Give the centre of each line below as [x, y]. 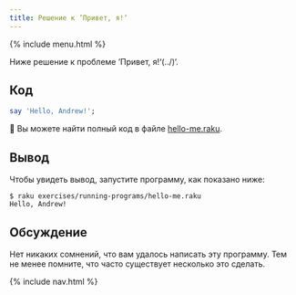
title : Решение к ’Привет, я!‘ [69, 18]
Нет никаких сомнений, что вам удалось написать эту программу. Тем [148, 254]
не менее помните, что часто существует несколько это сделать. [138, 263]
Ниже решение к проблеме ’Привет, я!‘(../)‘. [94, 61]
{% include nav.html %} [54, 281]
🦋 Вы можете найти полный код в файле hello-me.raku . [116, 129]
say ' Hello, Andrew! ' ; [52, 111]
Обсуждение [49, 232]
